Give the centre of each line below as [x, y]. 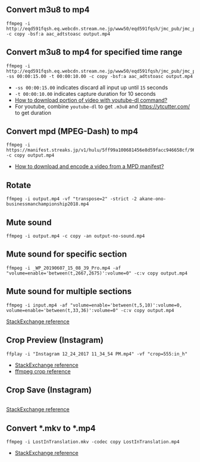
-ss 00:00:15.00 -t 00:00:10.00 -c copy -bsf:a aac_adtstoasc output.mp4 [100, 76]
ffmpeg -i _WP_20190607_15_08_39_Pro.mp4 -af [63, 268]
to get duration [33, 113]
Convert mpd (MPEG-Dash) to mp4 [72, 131]
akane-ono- [153, 199]
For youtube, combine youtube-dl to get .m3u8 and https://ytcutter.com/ [102, 106]
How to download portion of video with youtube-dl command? [91, 100]
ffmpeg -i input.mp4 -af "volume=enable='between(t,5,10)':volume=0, [94, 305]
